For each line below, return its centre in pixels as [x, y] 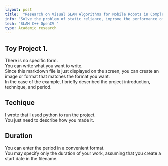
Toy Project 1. [27, 49]
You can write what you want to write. [44, 66]
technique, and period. [28, 87]
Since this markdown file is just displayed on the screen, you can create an [82, 71]
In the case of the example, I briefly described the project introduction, [78, 82]
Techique [20, 103]
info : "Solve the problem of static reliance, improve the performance [81, 19]
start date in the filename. [32, 158]
